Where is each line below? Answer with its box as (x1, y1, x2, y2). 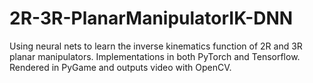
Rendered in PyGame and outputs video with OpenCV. (9, 61, 232, 73)
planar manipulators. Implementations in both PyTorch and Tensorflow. (9, 50, 301, 62)
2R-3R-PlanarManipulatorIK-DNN (9, 7, 294, 30)
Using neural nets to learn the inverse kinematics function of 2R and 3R (9, 40, 303, 52)
